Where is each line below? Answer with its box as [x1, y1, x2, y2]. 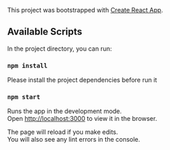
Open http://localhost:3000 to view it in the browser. [7, 115, 157, 123]
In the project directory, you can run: [7, 44, 112, 53]
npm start [7, 93, 40, 101]
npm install [7, 62, 48, 69]
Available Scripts [7, 26, 82, 37]
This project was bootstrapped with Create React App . [7, 6, 164, 14]
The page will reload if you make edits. [7, 128, 118, 136]
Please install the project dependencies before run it [7, 76, 157, 84]
